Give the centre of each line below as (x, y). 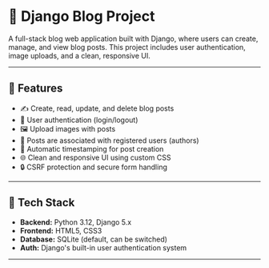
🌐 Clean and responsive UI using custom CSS (95, 157)
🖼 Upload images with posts (68, 128)
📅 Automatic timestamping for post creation (92, 148)
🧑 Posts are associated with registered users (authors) (109, 140)
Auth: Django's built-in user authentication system (103, 247)
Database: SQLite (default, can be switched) (94, 239)
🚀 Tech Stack (42, 203)
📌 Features (36, 89)
